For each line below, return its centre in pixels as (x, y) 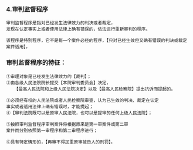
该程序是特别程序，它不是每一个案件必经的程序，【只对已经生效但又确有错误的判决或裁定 (97, 41)
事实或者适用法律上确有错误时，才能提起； (50, 106)
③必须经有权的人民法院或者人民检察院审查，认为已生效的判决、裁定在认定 (83, 100)
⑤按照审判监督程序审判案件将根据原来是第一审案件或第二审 (67, 124)
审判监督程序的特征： (36, 63)
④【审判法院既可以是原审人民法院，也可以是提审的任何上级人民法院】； (79, 113)
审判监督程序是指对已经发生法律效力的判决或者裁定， (61, 23)
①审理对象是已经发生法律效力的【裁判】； (49, 76)
